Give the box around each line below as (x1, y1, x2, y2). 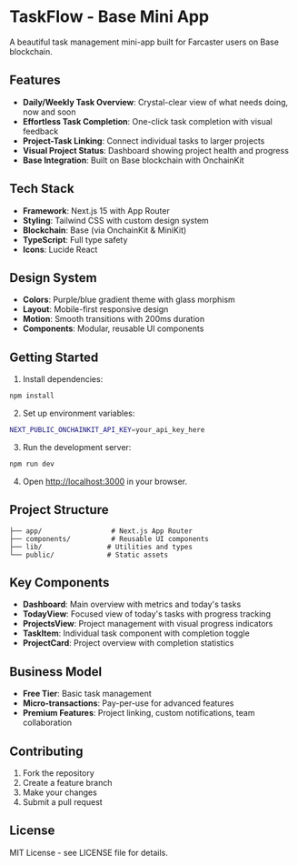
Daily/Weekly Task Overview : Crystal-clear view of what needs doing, (22, 96, 289, 107)
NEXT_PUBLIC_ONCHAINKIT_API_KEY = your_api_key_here (9, 426, 205, 435)
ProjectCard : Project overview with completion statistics (22, 638, 234, 649)
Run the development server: (22, 441, 132, 452)
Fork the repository (22, 768, 95, 779)
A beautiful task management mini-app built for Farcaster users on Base (9, 36, 280, 47)
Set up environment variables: (22, 407, 135, 419)
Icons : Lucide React (22, 244, 98, 255)
